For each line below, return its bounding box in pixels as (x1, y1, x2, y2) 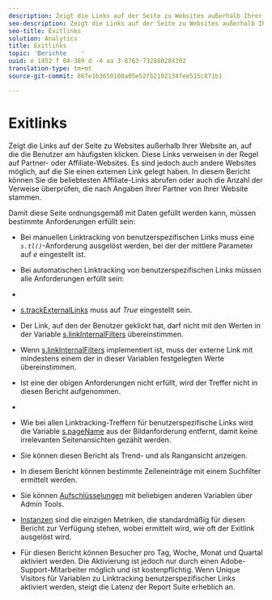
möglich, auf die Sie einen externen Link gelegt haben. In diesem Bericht (8, 167, 251, 176)
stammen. (8, 192, 42, 202)
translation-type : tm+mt (8, 65, 92, 73)
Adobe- (219, 556, 246, 566)
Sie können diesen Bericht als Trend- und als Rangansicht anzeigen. (19, 450, 249, 460)
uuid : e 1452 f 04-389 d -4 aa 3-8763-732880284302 (8, 57, 186, 65)
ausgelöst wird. (19, 531, 72, 542)
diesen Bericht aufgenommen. (19, 386, 121, 396)
